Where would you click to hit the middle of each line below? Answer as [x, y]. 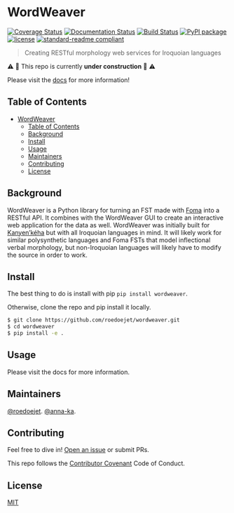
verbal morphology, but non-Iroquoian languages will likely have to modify [115, 247]
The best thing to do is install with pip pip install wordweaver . [97, 294]
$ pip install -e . [36, 333]
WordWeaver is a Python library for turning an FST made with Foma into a [113, 210]
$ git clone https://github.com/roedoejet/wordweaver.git [94, 320]
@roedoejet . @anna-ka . [42, 411]
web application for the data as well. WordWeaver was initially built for [109, 225]
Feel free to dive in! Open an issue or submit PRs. [78, 450]
